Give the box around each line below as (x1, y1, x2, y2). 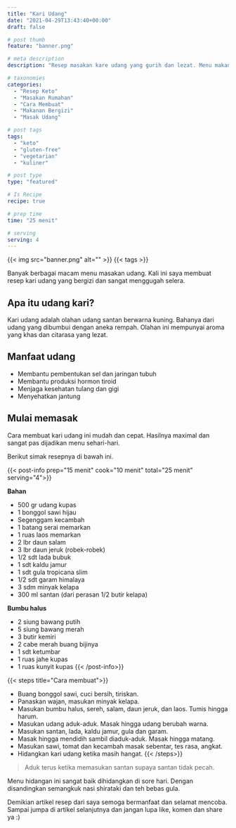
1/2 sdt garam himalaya (17, 575, 85, 584)
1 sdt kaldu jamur (17, 560, 67, 568)
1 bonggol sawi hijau (17, 508, 77, 516)
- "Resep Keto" (13, 87, 58, 95)
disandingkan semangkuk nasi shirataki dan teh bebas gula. (7, 784, 181, 792)
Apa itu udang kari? (7, 297, 95, 309)
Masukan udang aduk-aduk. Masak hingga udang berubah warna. (17, 719, 209, 728)
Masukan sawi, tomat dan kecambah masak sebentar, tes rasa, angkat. (17, 741, 223, 750)
